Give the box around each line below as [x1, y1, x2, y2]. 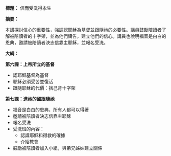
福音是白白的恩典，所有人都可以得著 [12, 107, 89, 113]
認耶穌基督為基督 [12, 72, 49, 78]
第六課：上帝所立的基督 [5, 61, 55, 67]
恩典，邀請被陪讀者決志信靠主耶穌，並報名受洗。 [5, 39, 108, 46]
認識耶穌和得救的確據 [20, 132, 65, 138]
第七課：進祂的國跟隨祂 [5, 96, 55, 102]
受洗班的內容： [12, 126, 44, 132]
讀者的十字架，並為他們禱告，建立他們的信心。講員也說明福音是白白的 [18, 33, 166, 39]
